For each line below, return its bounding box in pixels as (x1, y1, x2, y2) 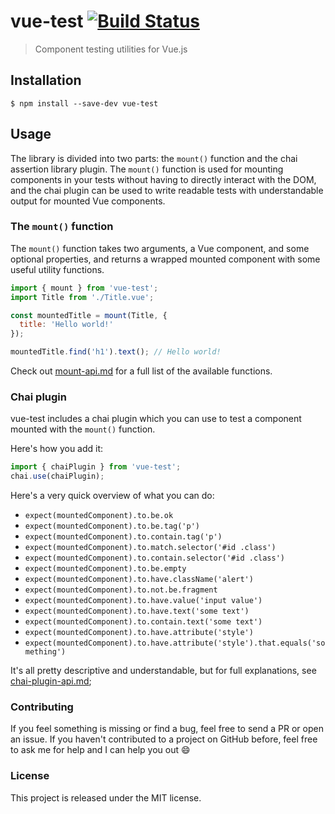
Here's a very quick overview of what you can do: (10, 490, 215, 502)
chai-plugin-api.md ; (10, 675, 92, 687)
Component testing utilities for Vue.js (34, 43, 188, 55)
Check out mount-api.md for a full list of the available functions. (10, 365, 273, 377)
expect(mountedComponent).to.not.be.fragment (24, 585, 218, 595)
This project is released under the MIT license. (10, 791, 202, 804)
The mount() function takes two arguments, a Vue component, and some (10, 242, 310, 254)
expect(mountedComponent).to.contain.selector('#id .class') (24, 553, 286, 564)
